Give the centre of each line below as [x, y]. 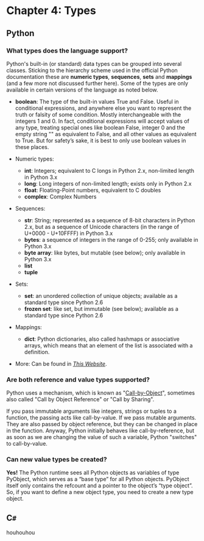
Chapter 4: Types [51, 11]
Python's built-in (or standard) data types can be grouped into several [94, 64]
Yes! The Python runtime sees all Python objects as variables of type [93, 473]
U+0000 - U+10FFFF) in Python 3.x [69, 233]
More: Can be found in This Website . [61, 363]
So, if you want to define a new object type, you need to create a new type [100, 492]
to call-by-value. [27, 444]
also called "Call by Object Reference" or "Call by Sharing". [80, 399]
